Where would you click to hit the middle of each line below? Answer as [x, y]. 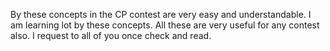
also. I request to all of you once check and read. [111, 35]
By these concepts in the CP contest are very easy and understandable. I [161, 14]
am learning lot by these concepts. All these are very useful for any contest [165, 25]
